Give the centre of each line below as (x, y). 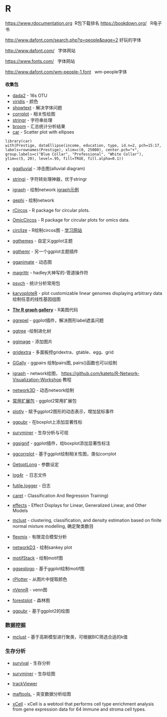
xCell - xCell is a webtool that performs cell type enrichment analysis (83, 704)
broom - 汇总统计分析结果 (39, 126)
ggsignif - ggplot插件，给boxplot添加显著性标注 (61, 443)
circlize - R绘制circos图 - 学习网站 (47, 231)
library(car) (19, 141)
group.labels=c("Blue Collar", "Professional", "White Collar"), (74, 154)
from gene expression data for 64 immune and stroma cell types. (79, 709)
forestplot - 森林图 (31, 600)
